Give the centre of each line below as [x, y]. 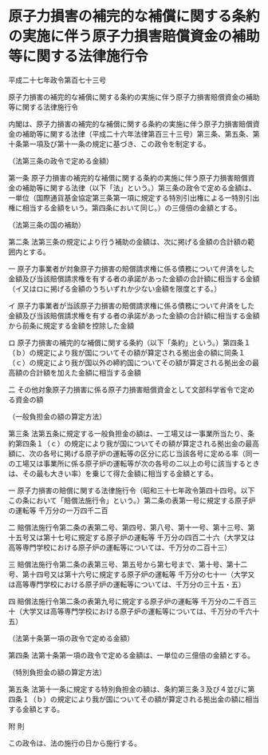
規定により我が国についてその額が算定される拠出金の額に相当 [158, 699]
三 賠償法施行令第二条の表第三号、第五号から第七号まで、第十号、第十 [124, 564]
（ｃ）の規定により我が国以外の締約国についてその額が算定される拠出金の [130, 362]
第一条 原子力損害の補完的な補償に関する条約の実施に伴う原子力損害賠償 [128, 177]
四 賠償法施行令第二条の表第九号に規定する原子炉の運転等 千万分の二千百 [129, 601]
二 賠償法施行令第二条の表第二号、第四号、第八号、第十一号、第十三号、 [128, 527]
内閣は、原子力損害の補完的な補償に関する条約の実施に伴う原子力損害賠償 [130, 124]
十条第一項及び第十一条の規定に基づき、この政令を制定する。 [110, 144]
